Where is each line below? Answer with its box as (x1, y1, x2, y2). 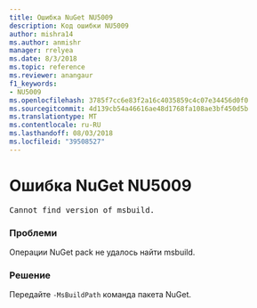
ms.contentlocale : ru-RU (9, 121, 101, 130)
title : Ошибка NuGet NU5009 (9, 12, 114, 22)
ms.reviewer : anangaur (9, 71, 93, 80)
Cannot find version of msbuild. (9, 205, 156, 215)
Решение (9, 269, 52, 281)
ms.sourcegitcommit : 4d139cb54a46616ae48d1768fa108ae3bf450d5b (9, 104, 249, 113)
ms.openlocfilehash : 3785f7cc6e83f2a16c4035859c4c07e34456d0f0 (9, 95, 249, 105)
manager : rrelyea (9, 46, 74, 55)
